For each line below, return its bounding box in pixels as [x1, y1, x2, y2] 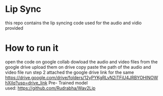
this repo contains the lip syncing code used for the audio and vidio [5, 20, 142, 26]
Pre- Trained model [48, 80, 88, 86]
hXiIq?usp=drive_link [5, 80, 48, 86]
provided [5, 25, 24, 31]
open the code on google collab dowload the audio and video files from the [5, 58, 158, 65]
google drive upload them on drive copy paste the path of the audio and [5, 64, 151, 70]
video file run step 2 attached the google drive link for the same [5, 69, 134, 75]
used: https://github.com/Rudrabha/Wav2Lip [5, 85, 96, 91]
